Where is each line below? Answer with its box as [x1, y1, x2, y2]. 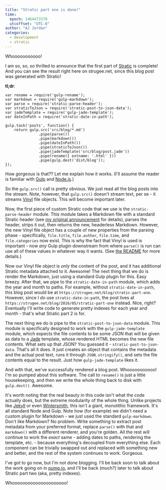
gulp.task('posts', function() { [5, 123, 74, 128]
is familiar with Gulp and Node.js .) [5, 176, 74, 182]
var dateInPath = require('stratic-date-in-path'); [5, 114, 114, 119]
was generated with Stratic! [5, 73, 61, 79]
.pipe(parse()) [38, 132, 70, 137]
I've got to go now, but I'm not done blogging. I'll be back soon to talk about [5, 460, 160, 466]
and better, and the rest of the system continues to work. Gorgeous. [5, 450, 144, 456]
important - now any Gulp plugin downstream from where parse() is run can [5, 243, 161, 249]
